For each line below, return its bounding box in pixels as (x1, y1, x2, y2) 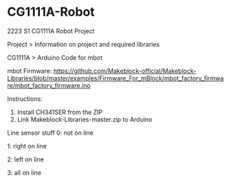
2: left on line (7, 155, 45, 163)
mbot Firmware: (7, 67, 52, 75)
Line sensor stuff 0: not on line (7, 128, 94, 137)
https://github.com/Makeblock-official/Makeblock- (53, 67, 197, 75)
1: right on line (7, 141, 47, 150)
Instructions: (7, 94, 43, 103)
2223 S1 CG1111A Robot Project (7, 27, 95, 35)
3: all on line (7, 168, 42, 177)
